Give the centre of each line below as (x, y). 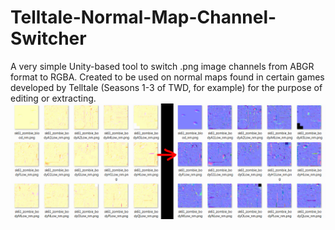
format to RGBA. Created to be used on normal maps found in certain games (167, 77)
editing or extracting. (53, 98)
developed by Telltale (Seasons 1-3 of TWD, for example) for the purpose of (166, 87)
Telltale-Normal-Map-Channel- (143, 17)
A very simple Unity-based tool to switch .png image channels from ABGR (162, 66)
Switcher (48, 38)
